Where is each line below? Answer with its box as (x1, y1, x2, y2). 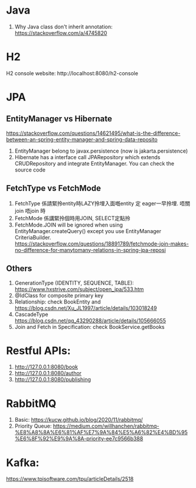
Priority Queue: (14, 422, 52, 429)
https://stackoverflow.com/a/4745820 (14, 29, 107, 36)
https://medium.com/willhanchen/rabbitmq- (53, 422, 159, 429)
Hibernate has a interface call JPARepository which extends (14, 153, 161, 160)
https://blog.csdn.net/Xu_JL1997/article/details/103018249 (14, 304, 158, 311)
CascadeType (14, 311, 48, 318)
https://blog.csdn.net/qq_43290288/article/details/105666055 (14, 317, 166, 324)
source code (14, 166, 46, 173)
